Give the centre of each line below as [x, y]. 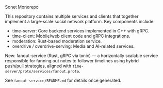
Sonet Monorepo [22, 7]
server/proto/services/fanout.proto [42, 72]
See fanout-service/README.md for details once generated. [63, 80]
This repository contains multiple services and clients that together [72, 16]
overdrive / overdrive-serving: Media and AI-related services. [73, 46]
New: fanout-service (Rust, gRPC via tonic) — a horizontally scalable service [81, 56]
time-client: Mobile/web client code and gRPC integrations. [71, 36]
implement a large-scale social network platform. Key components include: [80, 22]
